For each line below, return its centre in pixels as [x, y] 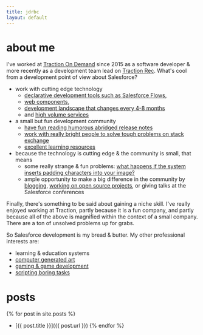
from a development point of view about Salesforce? [72, 77]
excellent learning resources [60, 147]
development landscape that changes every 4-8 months [95, 108]
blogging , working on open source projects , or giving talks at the [105, 186]
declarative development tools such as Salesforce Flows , [95, 95]
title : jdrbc [23, 12]
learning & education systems [52, 253]
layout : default [27, 18]
